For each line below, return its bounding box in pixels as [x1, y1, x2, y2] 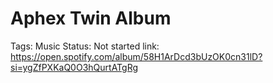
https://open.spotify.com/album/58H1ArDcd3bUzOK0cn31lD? [10, 50, 263, 62]
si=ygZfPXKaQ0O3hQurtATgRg [10, 61, 139, 73]
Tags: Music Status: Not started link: [10, 40, 160, 52]
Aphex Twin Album [10, 7, 172, 30]
